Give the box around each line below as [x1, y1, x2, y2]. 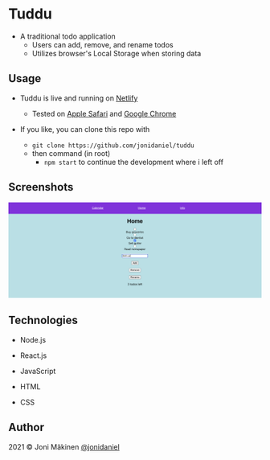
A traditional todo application [19, 31, 117, 41]
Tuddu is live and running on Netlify [19, 93, 138, 103]
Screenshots [8, 180, 74, 194]
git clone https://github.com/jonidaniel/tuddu [31, 142, 194, 150]
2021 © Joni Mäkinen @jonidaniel [8, 442, 121, 451]
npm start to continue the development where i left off [43, 157, 223, 166]
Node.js [19, 335, 47, 344]
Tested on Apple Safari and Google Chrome [31, 109, 177, 118]
